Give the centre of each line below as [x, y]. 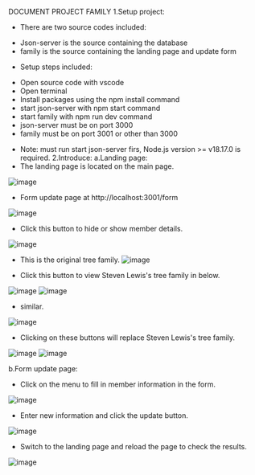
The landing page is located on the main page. [97, 166]
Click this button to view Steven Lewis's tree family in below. [120, 275]
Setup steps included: [56, 67]
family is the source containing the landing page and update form [128, 51]
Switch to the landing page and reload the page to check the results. [134, 446]
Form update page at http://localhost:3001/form [99, 197]
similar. [32, 306]
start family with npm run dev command [86, 117]
